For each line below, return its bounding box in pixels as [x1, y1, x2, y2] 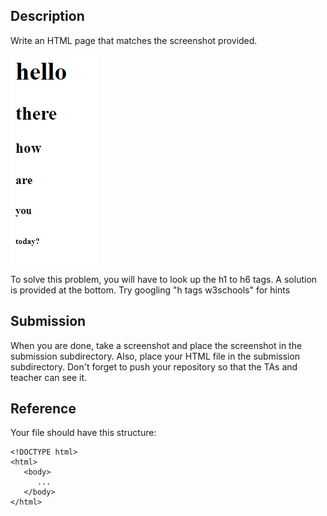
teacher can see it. [10, 371, 88, 383]
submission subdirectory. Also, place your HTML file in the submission [10, 350, 301, 362]
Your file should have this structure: [10, 427, 157, 439]
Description [10, 8, 85, 25]
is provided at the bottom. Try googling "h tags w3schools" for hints [10, 284, 291, 296]
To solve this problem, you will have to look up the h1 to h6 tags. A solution [10, 273, 318, 285]
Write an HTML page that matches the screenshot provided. [10, 34, 258, 46]
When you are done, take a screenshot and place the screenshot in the [10, 339, 303, 351]
